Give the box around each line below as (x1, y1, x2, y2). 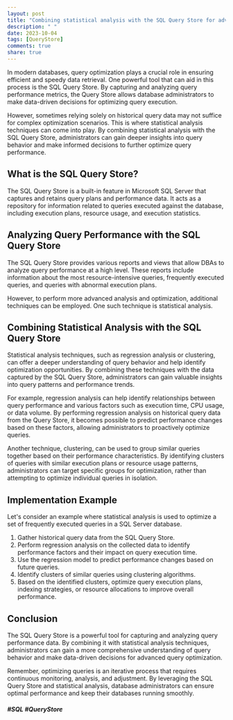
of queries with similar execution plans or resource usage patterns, (7, 459, 199, 467)
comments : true (7, 42, 51, 49)
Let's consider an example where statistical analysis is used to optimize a (7, 513, 217, 521)
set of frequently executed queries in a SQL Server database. (7, 520, 182, 529)
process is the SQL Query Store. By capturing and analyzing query (7, 83, 198, 91)
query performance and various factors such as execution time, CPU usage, (7, 401, 225, 410)
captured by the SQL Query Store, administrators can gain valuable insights (7, 373, 223, 381)
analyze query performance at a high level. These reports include (7, 266, 194, 274)
